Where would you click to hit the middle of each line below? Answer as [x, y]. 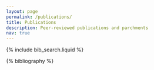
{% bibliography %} [30, 61]
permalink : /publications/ [39, 17]
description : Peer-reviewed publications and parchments [77, 28]
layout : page [22, 11]
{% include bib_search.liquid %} [45, 50]
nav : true [18, 33]
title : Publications [31, 22]
